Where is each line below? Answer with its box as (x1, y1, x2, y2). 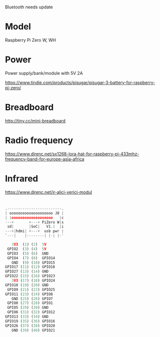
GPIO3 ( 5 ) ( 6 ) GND (7, 251, 49, 256)
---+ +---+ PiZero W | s (5, 219, 64, 225)
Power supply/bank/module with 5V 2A (5, 70, 83, 76)
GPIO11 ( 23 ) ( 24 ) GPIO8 (5, 291, 53, 297)
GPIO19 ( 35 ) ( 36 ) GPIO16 (5, 319, 55, 323)
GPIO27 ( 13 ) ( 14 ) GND (5, 269, 49, 274)
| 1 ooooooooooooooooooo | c (5, 215, 64, 220)
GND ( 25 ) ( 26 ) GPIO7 (11, 296, 53, 301)
